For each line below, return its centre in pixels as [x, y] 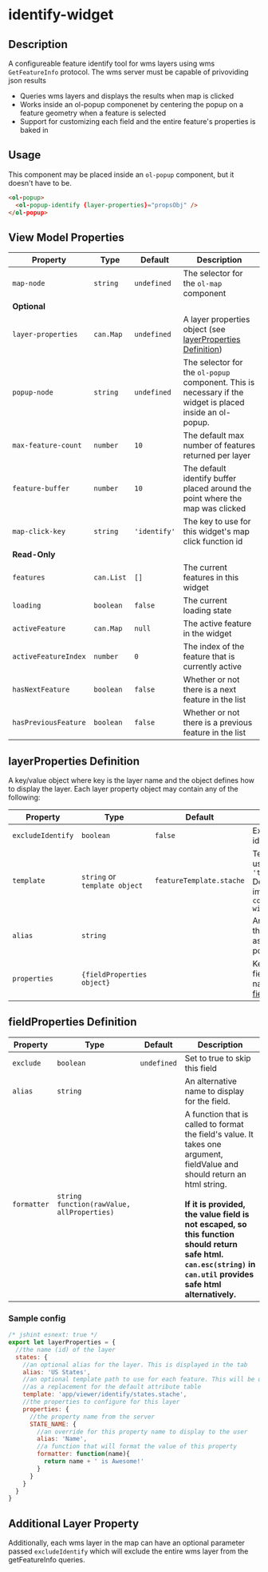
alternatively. [211, 1294]
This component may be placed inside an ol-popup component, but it [121, 174]
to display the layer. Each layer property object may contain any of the [123, 789]
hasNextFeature [41, 690]
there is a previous [218, 723]
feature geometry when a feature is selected [93, 113]
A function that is [217, 1114]
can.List [110, 577]
